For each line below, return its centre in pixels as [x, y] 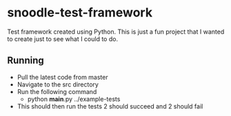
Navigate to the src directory [58, 84]
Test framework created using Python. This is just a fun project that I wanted [116, 32]
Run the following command [57, 91]
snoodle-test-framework [80, 13]
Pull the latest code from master [62, 77]
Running [26, 61]
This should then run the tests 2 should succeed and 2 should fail [110, 106]
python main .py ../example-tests [74, 99]
